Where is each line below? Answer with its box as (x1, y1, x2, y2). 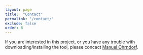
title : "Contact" (5, 12, 43, 17)
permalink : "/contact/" (5, 16, 54, 21)
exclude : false (5, 21, 36, 26)
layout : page (5, 7, 32, 12)
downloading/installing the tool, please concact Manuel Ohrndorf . (5, 44, 139, 50)
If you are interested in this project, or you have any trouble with (5, 39, 135, 45)
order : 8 (5, 26, 23, 30)
